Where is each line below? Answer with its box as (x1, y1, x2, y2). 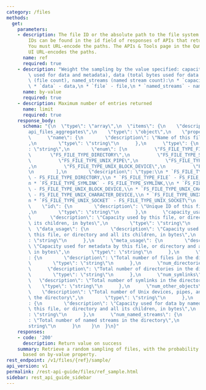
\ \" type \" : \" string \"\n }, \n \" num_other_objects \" (28, 283, 204, 289)
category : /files (6, 9, 51, 15)
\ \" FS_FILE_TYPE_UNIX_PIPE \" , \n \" (28, 157, 172, 163)
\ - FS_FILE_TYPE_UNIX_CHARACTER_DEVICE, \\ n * (28, 192, 150, 198)
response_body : (17, 117, 56, 123)
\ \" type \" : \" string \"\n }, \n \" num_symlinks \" (28, 271, 202, 278)
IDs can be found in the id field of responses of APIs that (28, 37, 188, 44)
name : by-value (22, 89, 62, 95)
